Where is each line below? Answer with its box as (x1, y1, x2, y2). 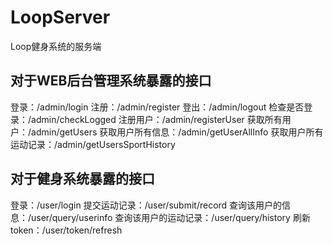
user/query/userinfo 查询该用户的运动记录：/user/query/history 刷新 (31, 211, 311, 223)
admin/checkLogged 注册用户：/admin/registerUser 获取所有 (31, 113, 283, 125)
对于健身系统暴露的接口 (10, 171, 155, 188)
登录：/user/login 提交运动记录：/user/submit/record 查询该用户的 (10, 199, 283, 211)
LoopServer (10, 6, 111, 29)
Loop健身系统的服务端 (10, 40, 102, 52)
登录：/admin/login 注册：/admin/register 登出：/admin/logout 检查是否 (10, 101, 305, 113)
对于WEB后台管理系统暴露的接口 (10, 72, 212, 90)
